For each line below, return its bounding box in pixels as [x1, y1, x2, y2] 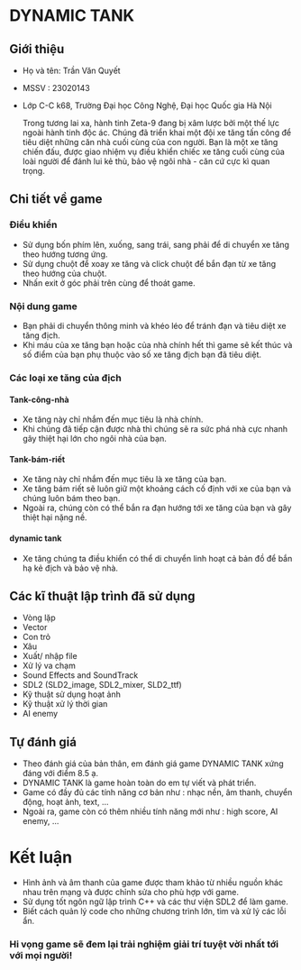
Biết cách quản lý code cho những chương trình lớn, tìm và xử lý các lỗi [22, 906, 287, 917]
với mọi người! [9, 949, 73, 961]
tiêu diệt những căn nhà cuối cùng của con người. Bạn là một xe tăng [22, 137, 278, 147]
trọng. [22, 166, 45, 176]
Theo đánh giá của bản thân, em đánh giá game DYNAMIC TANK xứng [22, 758, 284, 769]
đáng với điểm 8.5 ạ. [22, 768, 99, 779]
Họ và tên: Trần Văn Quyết [22, 65, 121, 76]
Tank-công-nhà [9, 394, 69, 405]
